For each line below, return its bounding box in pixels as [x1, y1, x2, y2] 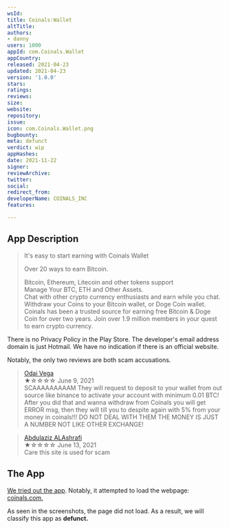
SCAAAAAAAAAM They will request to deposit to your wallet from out [23, 383, 222, 392]
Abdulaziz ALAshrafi [23, 434, 83, 442]
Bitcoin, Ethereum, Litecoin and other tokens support [23, 278, 174, 286]
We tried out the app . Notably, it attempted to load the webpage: [7, 486, 190, 495]
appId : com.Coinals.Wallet [7, 49, 85, 56]
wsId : [7, 10, 23, 17]
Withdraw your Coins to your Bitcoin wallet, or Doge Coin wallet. [23, 300, 206, 308]
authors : [7, 29, 32, 36]
